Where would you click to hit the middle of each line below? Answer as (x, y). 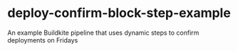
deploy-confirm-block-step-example (119, 13)
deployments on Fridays (43, 40)
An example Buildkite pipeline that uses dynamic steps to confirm (103, 33)
